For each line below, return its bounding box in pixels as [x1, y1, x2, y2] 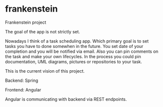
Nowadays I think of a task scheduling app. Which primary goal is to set [5, 38, 149, 44]
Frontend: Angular [5, 87, 41, 92]
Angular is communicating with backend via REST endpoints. [5, 96, 127, 102]
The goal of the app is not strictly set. [5, 29, 80, 34]
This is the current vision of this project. [5, 68, 85, 74]
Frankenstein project [5, 19, 46, 25]
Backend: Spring [5, 77, 38, 83]
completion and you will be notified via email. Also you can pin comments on [5, 48, 159, 54]
